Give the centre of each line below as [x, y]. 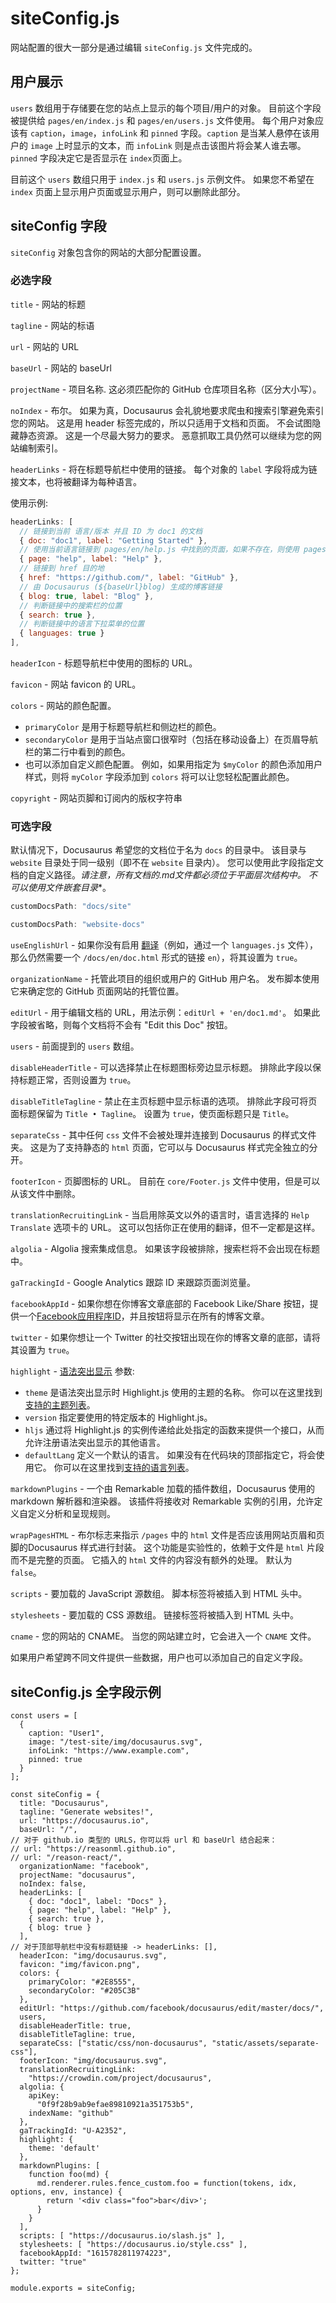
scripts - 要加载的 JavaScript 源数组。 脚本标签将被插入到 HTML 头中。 [159, 1594]
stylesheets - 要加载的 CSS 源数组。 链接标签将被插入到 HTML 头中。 [154, 1615]
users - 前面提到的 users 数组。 [75, 1046]
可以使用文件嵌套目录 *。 [61, 888]
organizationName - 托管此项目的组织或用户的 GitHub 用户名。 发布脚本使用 [165, 979]
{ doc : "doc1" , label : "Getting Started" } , [113, 540]
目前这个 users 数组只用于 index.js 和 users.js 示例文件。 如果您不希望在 [162, 179]
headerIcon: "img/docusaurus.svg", [93, 1955]
